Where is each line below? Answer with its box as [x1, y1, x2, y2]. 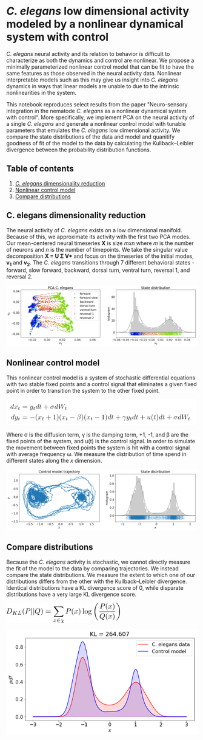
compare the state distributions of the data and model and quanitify [6, 133, 175, 140]
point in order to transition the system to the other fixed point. [6, 387, 160, 394]
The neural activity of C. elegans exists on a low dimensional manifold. [6, 226, 182, 233]
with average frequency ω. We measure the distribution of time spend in [6, 451, 187, 458]
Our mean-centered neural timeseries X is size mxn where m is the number [6, 239, 194, 247]
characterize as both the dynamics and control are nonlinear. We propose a [6, 57, 195, 64]
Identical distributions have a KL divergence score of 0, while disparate [6, 584, 184, 591]
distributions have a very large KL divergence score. [6, 590, 137, 598]
